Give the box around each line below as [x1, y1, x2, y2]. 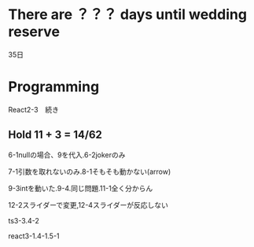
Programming [8, 78, 100, 96]
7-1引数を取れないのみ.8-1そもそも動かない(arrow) [8, 167, 171, 176]
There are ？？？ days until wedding [8, 6, 248, 24]
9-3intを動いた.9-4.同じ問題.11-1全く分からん [8, 183, 153, 193]
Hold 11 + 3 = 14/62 [8, 128, 102, 142]
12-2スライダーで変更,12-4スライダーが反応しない [8, 200, 169, 209]
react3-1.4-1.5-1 [8, 231, 61, 241]
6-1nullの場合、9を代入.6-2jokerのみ [8, 149, 126, 160]
